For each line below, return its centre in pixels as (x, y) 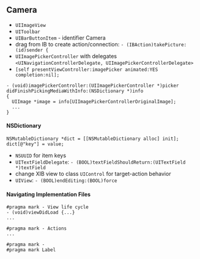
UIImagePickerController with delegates (66, 56)
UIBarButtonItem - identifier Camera (60, 38)
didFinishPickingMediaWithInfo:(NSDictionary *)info (75, 91)
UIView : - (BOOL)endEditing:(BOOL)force (66, 180)
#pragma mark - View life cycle (47, 207)
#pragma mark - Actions (37, 228)
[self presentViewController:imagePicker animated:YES (87, 70)
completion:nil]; (37, 75)
